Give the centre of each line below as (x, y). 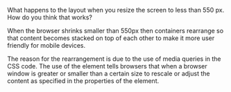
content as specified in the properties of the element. (83, 81)
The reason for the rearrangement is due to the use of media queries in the (114, 59)
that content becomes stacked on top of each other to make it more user (111, 38)
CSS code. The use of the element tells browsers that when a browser (108, 66)
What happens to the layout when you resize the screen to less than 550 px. (116, 10)
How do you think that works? (50, 17)
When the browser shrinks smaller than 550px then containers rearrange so (115, 31)
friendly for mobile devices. (46, 45)
